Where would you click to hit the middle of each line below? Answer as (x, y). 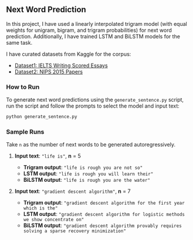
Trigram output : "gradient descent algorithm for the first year (104, 203)
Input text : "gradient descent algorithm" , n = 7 (72, 191)
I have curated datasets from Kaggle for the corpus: (69, 54)
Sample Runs (25, 132)
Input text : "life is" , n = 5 (48, 156)
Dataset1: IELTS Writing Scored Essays (61, 65)
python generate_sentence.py (42, 117)
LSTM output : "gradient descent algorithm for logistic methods (104, 214)
